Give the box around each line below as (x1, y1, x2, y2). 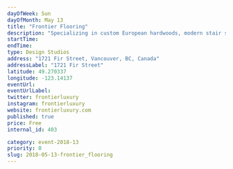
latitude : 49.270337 (7, 68, 67, 75)
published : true (7, 113, 54, 120)
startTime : (7, 36, 39, 43)
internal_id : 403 (7, 126, 58, 133)
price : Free (7, 119, 42, 127)
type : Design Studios (7, 49, 70, 56)
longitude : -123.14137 (7, 74, 73, 82)
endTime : (7, 42, 33, 49)
